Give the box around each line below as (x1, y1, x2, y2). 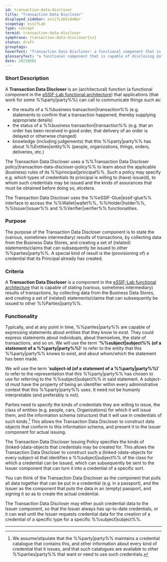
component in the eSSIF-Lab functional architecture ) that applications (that (5, 91, 159, 97)
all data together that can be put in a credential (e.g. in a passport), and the (5, 480, 159, 486)
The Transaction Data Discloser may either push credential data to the (5, 501, 149, 507)
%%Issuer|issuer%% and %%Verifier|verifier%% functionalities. (5, 205, 138, 211)
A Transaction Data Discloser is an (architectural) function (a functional (5, 86, 153, 92)
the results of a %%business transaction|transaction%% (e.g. (12, 106, 139, 112)
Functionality (5, 313, 38, 320)
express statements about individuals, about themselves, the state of (5, 335, 146, 341)
